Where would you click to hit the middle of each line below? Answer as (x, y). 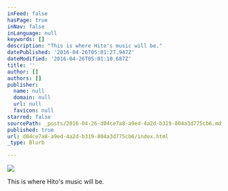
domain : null (32, 98)
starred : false (29, 117)
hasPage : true (28, 20)
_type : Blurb (26, 143)
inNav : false (26, 26)
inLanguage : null (32, 33)
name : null (29, 91)
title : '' (21, 65)
